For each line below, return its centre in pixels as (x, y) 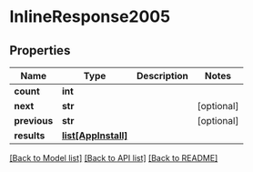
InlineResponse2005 (90, 17)
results (30, 136)
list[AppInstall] (95, 136)
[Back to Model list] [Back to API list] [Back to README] (114, 158)
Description (162, 76)
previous (34, 121)
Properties (40, 51)
